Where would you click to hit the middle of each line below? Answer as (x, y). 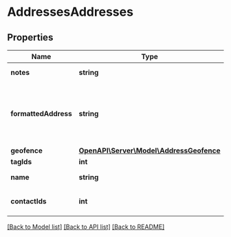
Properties (30, 37)
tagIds (21, 162)
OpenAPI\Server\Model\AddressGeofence (150, 150)
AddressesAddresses (70, 12)
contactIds (29, 201)
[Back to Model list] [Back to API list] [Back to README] (86, 227)
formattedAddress (41, 114)
